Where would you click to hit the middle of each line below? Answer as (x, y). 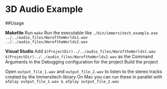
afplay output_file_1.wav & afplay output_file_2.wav (62, 81)
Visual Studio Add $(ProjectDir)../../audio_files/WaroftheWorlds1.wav (81, 51)
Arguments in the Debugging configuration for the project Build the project (82, 61)
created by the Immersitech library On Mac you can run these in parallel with (84, 76)
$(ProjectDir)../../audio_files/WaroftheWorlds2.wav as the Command (79, 56)
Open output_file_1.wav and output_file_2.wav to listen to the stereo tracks (84, 71)
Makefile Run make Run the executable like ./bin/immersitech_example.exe (82, 32)
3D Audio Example (44, 9)
